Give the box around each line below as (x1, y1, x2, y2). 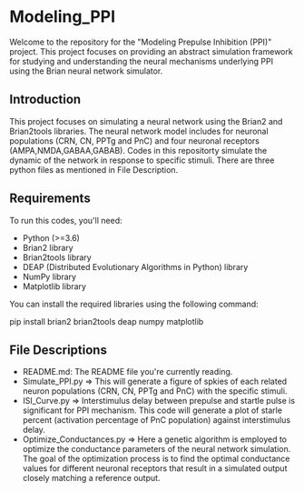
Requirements (9, 191, 91, 206)
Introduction (9, 92, 82, 107)
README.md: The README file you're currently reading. (22, 366, 233, 377)
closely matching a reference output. (22, 473, 161, 484)
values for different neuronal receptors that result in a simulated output (22, 463, 288, 474)
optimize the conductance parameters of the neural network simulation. (22, 444, 291, 455)
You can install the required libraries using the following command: (9, 298, 259, 309)
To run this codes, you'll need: (9, 215, 123, 226)
